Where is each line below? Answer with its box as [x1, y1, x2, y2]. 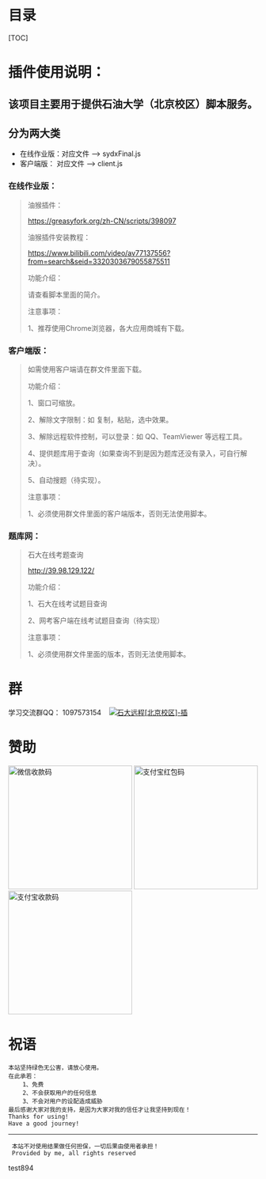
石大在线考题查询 [27, 550, 84, 559]
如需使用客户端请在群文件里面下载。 [27, 364, 146, 373]
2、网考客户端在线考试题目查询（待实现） [27, 616, 165, 625]
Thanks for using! [8, 1113, 69, 1121]
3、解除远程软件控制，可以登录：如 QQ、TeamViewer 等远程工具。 [27, 431, 247, 441]
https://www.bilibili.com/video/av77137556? [27, 248, 171, 257]
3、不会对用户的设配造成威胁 [22, 1097, 103, 1105]
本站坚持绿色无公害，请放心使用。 [8, 1064, 103, 1072]
